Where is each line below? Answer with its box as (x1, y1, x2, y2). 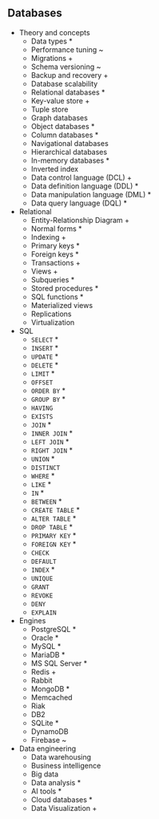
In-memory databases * (30, 156, 109, 165)
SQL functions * (30, 292, 84, 302)
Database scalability (30, 79, 98, 88)
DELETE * (30, 360, 59, 370)
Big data (30, 769, 59, 779)
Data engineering (18, 744, 77, 753)
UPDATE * (30, 351, 59, 361)
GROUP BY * (30, 394, 66, 403)
